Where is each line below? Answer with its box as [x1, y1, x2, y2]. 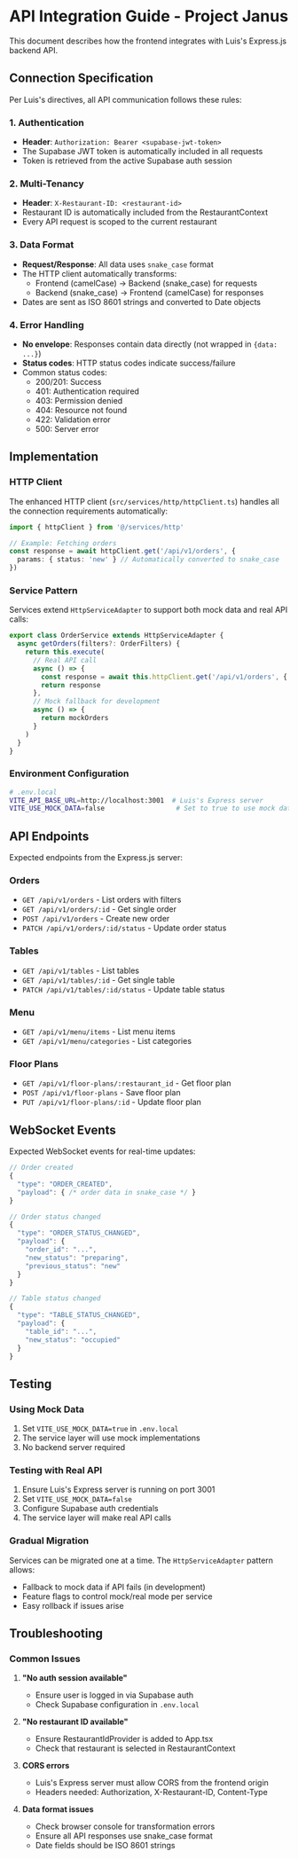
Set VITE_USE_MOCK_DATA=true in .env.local [21, 1424, 179, 1434]
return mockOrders [41, 714, 109, 723]
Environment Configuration [9, 767, 129, 780]
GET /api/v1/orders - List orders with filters [21, 894, 182, 906]
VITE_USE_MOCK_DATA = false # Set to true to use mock [9, 804, 276, 813]
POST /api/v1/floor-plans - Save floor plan [21, 1087, 181, 1098]
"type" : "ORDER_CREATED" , [17, 1180, 114, 1188]
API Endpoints [9, 828, 90, 843]
